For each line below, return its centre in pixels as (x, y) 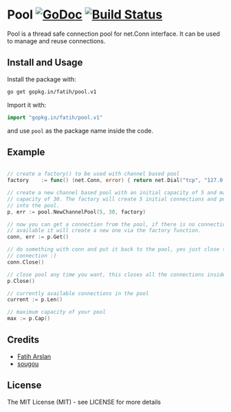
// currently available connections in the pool (78, 293)
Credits (23, 340)
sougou (28, 363)
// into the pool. (33, 205)
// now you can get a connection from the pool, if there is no (101, 224)
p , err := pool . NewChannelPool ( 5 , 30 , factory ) (77, 212)
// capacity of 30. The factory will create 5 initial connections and (112, 199)
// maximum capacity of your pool (57, 312)
